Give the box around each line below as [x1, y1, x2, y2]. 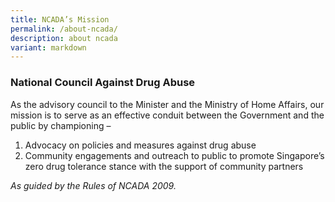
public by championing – [10, 119, 112, 131]
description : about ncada [10, 33, 118, 43]
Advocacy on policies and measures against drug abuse [24, 139, 257, 151]
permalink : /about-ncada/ [10, 24, 118, 34]
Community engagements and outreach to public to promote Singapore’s [24, 149, 325, 161]
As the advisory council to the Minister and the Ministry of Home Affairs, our [10, 98, 325, 110]
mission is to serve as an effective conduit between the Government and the [10, 109, 325, 121]
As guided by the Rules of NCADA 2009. [10, 179, 177, 191]
